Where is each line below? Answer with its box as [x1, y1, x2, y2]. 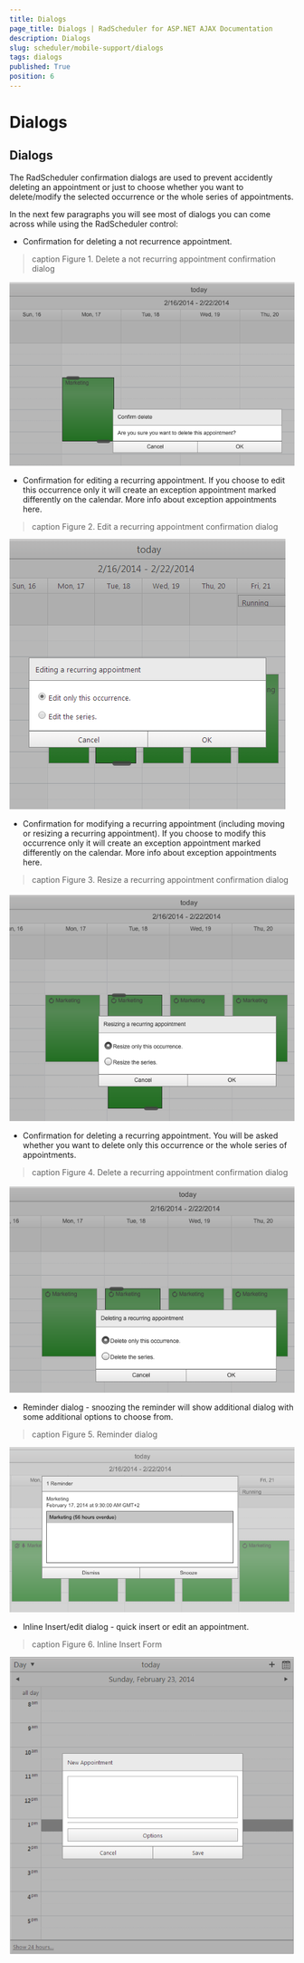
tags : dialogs [9, 53, 63, 62]
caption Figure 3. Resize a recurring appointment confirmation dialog [31, 874, 290, 885]
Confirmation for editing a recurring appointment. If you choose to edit [22, 474, 286, 485]
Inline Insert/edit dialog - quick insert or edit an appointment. [22, 1621, 250, 1632]
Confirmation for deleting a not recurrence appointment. [22, 235, 233, 246]
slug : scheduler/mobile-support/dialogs [9, 43, 165, 53]
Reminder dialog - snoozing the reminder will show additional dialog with [22, 1402, 294, 1412]
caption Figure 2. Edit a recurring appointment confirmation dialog [31, 521, 279, 531]
